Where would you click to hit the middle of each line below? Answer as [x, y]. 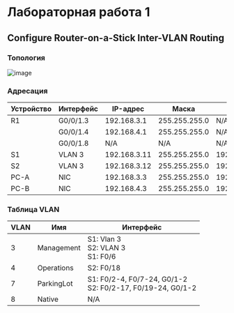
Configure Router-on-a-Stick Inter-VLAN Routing [116, 38]
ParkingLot [55, 284]
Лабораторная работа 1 [79, 12]
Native [48, 299]
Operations [56, 268]
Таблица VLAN [33, 210]
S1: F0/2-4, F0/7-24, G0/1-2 [138, 280]
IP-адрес [128, 109]
